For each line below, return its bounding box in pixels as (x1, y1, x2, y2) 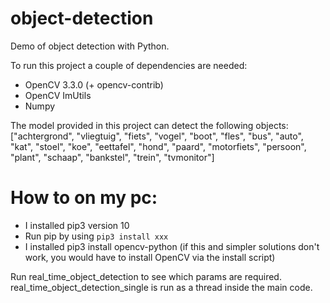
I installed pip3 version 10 (24, 219, 130, 231)
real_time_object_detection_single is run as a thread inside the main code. (10, 281, 313, 293)
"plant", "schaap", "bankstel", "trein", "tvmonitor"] (10, 151, 215, 163)
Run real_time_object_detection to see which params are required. (10, 270, 282, 282)
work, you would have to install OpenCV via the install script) (24, 251, 276, 263)
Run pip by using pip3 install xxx (24, 230, 169, 242)
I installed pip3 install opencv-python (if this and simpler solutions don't (24, 240, 320, 252)
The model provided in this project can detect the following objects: (10, 119, 289, 131)
